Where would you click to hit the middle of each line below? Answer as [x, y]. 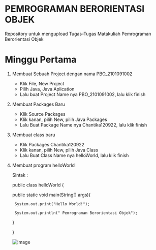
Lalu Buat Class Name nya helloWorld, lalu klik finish [74, 155]
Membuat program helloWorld [43, 165]
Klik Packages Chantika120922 [52, 144]
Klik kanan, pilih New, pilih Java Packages [63, 119]
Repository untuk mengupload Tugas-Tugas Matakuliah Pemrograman [78, 34]
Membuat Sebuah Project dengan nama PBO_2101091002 [72, 74]
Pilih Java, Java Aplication [47, 89]
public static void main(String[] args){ [51, 195]
